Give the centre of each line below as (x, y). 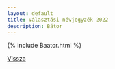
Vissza (16, 59)
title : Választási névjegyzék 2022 (58, 20)
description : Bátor (35, 26)
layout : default (30, 13)
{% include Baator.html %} (44, 46)
